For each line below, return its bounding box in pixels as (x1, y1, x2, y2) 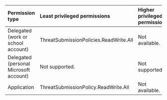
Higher (138, 6, 155, 13)
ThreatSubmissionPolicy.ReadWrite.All (39, 84, 129, 91)
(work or (7, 33, 28, 40)
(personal (7, 60, 30, 67)
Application (7, 84, 34, 91)
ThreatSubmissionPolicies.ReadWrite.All (39, 37, 133, 43)
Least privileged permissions (39, 12, 110, 19)
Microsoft (7, 67, 30, 73)
